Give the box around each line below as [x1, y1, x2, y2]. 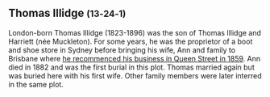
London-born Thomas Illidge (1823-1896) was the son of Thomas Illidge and [8, 27, 262, 37]
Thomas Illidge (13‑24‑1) [8, 6, 127, 20]
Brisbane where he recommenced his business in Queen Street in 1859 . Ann [8, 53, 261, 63]
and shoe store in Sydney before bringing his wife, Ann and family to [8, 44, 236, 55]
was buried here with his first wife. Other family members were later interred [8, 70, 262, 80]
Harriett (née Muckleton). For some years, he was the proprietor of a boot [8, 36, 253, 46]
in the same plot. [8, 79, 64, 89]
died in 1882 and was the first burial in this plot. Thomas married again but [8, 62, 255, 72]
